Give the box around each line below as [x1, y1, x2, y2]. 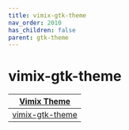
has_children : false [8, 26, 77, 34]
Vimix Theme [19, 96, 71, 107]
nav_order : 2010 [8, 19, 62, 27]
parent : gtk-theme [8, 33, 69, 42]
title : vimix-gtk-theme [8, 11, 87, 20]
